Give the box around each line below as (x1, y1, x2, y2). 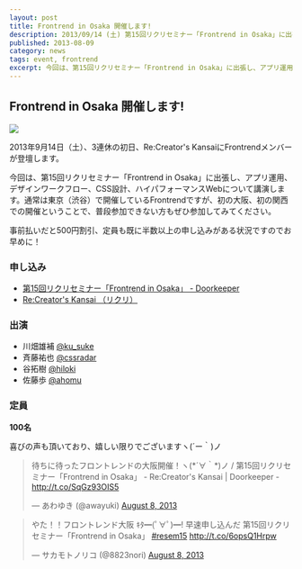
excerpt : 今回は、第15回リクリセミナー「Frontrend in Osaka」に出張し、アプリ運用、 (9, 64, 300, 73)
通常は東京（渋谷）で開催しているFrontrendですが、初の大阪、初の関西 (23, 194, 289, 205)
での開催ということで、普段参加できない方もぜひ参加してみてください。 (9, 205, 277, 216)
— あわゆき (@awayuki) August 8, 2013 (31, 500, 178, 510)
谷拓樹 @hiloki (22, 364, 76, 375)
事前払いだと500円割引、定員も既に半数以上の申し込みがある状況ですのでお (9, 224, 292, 235)
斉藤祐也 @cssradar (22, 352, 97, 363)
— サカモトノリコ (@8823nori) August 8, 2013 (31, 549, 205, 560)
